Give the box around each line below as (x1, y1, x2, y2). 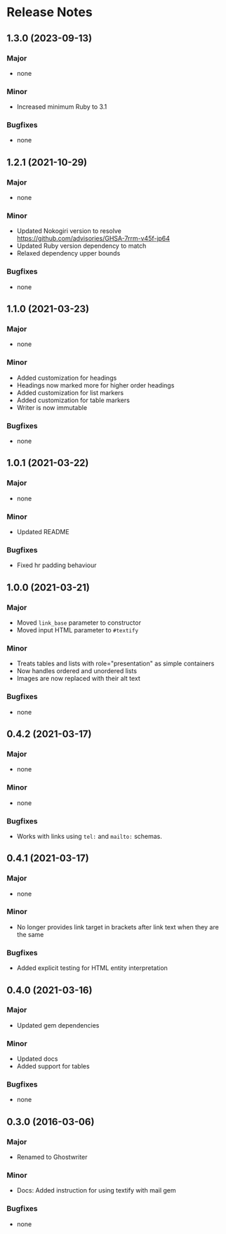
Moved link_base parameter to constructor (16, 618, 142, 627)
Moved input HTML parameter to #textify (16, 626, 138, 634)
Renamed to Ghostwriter (16, 1153, 88, 1162)
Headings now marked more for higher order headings (16, 380, 175, 390)
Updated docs (16, 1054, 58, 1063)
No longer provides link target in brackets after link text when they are (16, 922, 219, 931)
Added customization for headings (16, 373, 117, 382)
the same (16, 930, 44, 938)
